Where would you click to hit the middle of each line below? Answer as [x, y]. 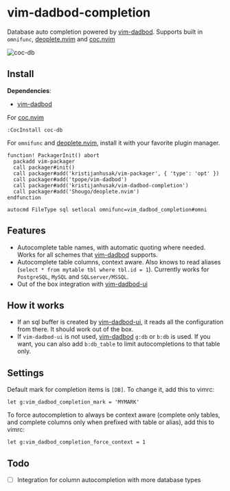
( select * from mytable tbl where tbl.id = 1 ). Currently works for [113, 269]
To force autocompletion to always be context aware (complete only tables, [114, 415]
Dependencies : [29, 90]
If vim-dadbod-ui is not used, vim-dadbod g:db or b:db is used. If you [114, 337]
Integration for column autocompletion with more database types [109, 480]
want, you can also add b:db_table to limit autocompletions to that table [118, 344]
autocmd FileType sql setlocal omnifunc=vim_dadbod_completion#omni [107, 209]
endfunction [24, 198]
